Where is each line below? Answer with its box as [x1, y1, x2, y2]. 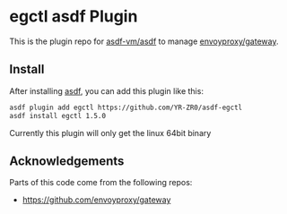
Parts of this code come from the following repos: [9, 177, 193, 188]
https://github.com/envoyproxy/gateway [22, 194, 171, 205]
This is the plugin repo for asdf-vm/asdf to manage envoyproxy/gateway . [9, 36, 279, 47]
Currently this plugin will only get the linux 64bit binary [9, 127, 212, 138]
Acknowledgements [9, 153, 125, 168]
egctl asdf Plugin [9, 6, 138, 27]
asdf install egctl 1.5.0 [9, 111, 106, 120]
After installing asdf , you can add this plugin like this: [9, 85, 204, 96]
